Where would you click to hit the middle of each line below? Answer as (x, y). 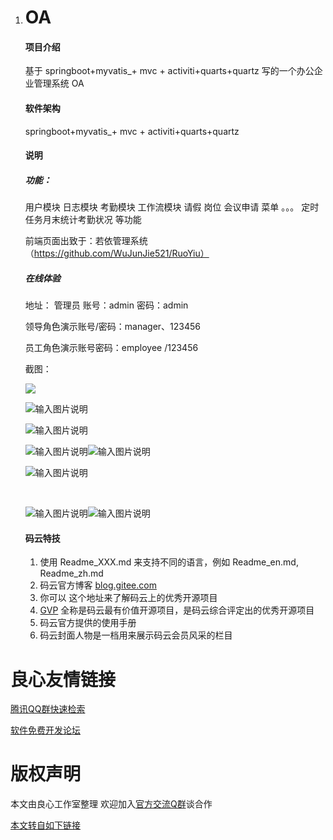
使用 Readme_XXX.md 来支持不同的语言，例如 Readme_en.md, (169, 562)
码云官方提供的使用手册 (88, 623)
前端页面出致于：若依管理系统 (86, 241)
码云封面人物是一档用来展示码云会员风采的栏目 (136, 635)
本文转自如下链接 (45, 825)
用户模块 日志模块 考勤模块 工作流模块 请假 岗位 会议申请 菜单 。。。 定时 (172, 207)
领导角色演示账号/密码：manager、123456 (113, 327)
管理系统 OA (59, 83)
